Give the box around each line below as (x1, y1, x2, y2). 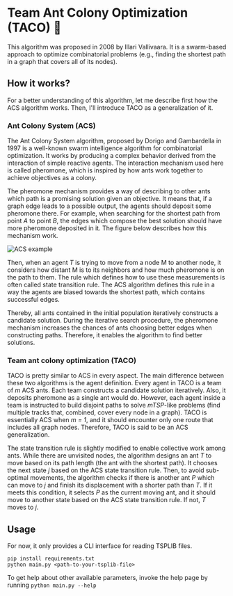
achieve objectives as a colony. (7, 174, 97, 182)
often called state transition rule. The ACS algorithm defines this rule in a (7, 280, 216, 289)
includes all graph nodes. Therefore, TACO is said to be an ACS (7, 423, 188, 432)
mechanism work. (7, 232, 58, 240)
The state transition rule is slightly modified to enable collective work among (7, 444, 226, 453)
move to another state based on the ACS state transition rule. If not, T (7, 496, 207, 504)
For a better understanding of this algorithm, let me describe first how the (7, 96, 218, 104)
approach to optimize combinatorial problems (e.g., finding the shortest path (7, 50, 226, 58)
